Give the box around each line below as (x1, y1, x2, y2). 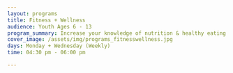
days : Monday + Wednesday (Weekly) (7, 42, 111, 49)
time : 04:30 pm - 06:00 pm (7, 49, 86, 56)
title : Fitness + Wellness (7, 17, 86, 24)
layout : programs (7, 10, 58, 17)
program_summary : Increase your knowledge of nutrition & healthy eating (7, 29, 227, 37)
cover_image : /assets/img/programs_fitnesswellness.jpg (7, 36, 173, 43)
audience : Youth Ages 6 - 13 (7, 23, 92, 30)
